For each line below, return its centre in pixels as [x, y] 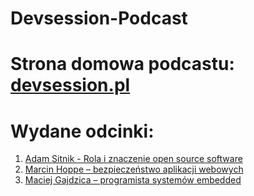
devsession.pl [70, 85]
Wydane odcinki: [82, 131]
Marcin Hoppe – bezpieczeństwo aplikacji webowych [134, 169]
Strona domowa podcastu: [122, 64]
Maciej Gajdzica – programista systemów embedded [133, 180]
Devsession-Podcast [99, 18]
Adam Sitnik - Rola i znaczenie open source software [133, 159]
